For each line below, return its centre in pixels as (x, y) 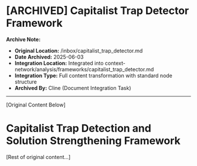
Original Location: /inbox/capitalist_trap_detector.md (79, 50)
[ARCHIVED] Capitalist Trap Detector (98, 11)
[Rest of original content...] (38, 157)
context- (115, 63)
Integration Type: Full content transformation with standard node (94, 75)
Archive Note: (23, 39)
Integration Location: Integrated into (59, 63)
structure (26, 82)
